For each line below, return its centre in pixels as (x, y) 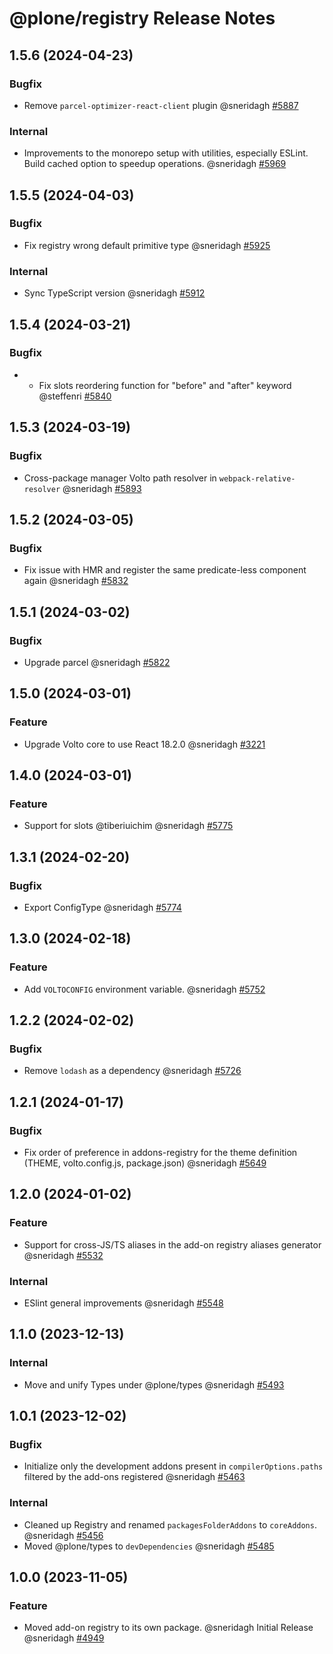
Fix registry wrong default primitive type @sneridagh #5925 (147, 245)
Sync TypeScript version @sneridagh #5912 (114, 293)
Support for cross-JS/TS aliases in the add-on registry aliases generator (172, 1244)
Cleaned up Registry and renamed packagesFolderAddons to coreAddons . (170, 1524)
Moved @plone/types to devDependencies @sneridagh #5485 (149, 1546)
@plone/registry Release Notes (142, 18)
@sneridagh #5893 (102, 488)
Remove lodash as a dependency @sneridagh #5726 (132, 1071)
